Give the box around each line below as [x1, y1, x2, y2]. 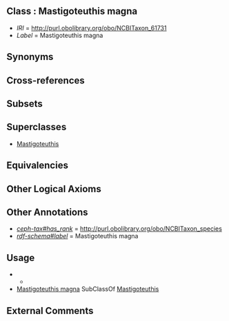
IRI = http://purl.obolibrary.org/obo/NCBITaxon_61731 [16, 23, 167, 32]
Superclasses [6, 121, 67, 133]
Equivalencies [6, 160, 68, 172]
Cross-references [6, 74, 86, 86]
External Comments [6, 304, 94, 316]
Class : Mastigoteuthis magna [6, 6, 138, 17]
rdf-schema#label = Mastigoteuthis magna [16, 232, 139, 240]
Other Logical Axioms [6, 183, 101, 195]
